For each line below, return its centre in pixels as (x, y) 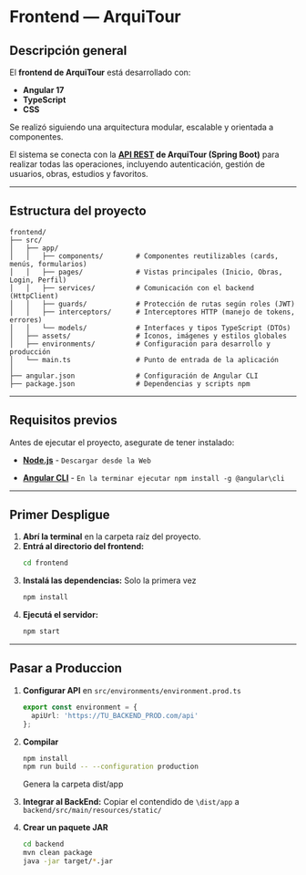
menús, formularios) (49, 264)
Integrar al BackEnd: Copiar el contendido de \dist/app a (131, 802)
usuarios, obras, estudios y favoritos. (79, 174)
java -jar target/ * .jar (68, 861)
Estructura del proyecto (78, 211)
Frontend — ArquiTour (96, 17)
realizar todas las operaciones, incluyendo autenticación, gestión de (138, 164)
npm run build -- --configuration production (110, 767)
